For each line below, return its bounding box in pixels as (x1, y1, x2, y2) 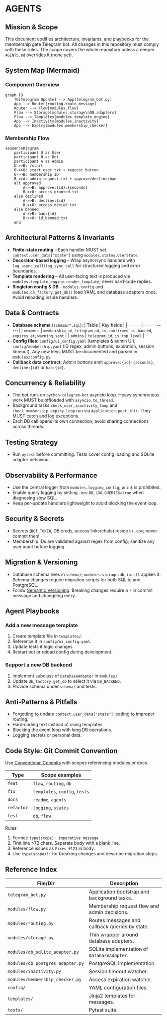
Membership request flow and (88, 902, 159, 909)
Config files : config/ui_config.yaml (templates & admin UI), (12, 338, 136, 344)
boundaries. (12, 267, 37, 274)
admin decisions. (88, 909, 129, 916)
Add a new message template (5, 622, 78, 629)
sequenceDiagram (5, 145, 39, 151)
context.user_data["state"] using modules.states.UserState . (12, 252, 139, 258)
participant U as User (14, 150, 61, 155)
